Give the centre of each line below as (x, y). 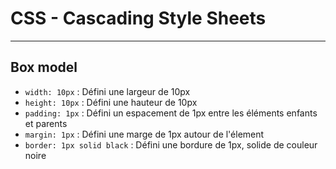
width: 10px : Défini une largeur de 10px (107, 91)
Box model (44, 67)
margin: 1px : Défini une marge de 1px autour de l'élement (144, 134)
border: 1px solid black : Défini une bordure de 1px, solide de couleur (171, 144)
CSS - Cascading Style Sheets (138, 18)
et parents (46, 123)
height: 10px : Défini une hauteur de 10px (111, 102)
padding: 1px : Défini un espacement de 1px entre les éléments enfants (171, 113)
